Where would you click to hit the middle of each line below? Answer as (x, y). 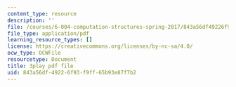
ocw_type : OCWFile (34, 53)
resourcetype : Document (42, 60)
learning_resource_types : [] (50, 40)
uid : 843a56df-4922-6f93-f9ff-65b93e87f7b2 (72, 72)
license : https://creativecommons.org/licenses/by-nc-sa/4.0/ (100, 46)
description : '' (31, 20)
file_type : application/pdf (48, 33)
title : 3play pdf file (40, 66)
